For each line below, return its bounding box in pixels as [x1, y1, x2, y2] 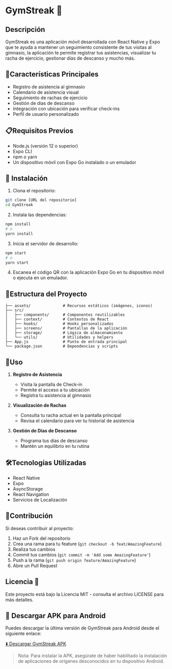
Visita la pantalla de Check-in [20, 382, 83, 388]
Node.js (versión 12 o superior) [12, 142, 79, 149]
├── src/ [5, 308, 24, 313]
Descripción [5, 25, 45, 34]
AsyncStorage [12, 485, 43, 492]
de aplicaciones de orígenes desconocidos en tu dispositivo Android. [17, 658, 164, 664]
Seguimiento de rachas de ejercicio [12, 95, 88, 101]
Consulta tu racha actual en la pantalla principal [20, 412, 122, 419]
